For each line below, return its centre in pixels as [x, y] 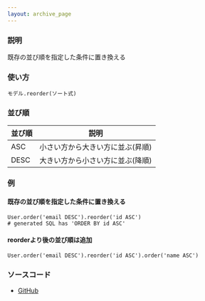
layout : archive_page [40, 14]
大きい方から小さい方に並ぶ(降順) [96, 160]
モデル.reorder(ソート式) [42, 94]
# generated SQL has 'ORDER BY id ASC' [67, 223]
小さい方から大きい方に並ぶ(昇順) [96, 147]
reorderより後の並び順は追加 [50, 240]
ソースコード [29, 275]
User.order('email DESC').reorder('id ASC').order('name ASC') [103, 255]
